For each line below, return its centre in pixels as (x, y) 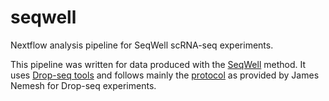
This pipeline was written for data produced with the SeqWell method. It (158, 64)
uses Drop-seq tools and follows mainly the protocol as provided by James (165, 75)
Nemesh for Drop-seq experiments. (83, 85)
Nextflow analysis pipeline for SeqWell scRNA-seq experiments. (142, 45)
